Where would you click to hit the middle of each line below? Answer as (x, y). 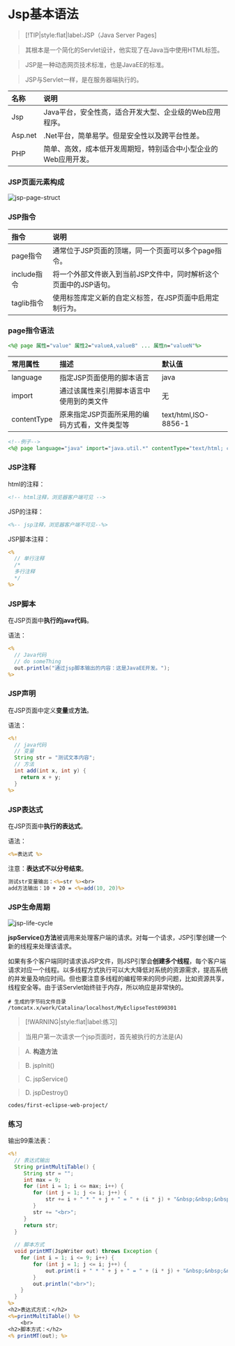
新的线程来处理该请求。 (41, 946)
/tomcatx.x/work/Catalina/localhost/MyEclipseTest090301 (92, 1008)
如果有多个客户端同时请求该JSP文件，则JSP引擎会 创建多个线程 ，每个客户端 (117, 961)
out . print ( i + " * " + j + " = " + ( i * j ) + (112, 1271)
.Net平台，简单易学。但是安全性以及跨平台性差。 (124, 136)
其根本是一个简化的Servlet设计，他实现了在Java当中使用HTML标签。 (124, 50)
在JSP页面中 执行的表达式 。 (47, 826)
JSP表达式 (25, 809)
